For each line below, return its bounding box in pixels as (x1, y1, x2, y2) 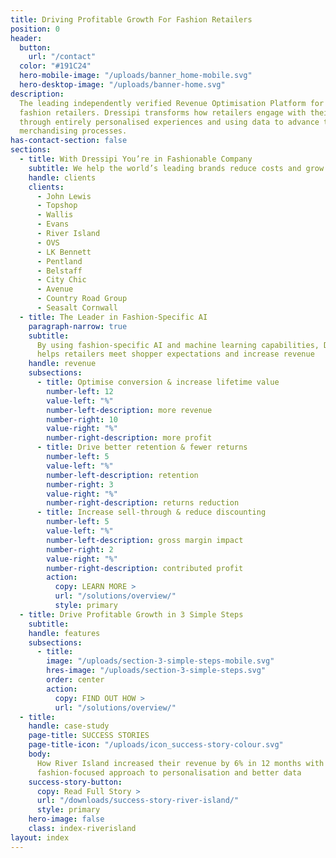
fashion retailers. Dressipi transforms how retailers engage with (19, 107, 307, 118)
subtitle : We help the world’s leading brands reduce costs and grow (28, 163, 325, 173)
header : (10, 33, 43, 43)
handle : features (28, 628, 101, 638)
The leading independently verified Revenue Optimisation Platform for (19, 98, 325, 108)
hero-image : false (28, 814, 105, 825)
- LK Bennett (36, 247, 92, 257)
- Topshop (36, 201, 78, 211)
